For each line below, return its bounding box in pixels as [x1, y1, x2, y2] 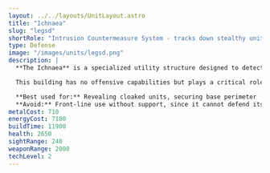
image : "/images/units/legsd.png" [8, 49, 125, 57]
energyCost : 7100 [8, 115, 67, 123]
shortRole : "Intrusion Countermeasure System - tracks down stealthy [8, 34, 247, 42]
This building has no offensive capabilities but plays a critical [15, 78, 247, 86]
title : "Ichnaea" [8, 19, 67, 27]
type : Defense [8, 42, 56, 50]
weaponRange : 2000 [8, 145, 70, 153]
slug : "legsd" [8, 26, 56, 34]
